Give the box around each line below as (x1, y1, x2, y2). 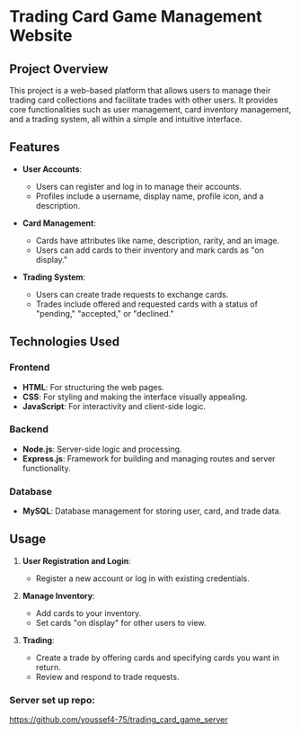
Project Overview (9, 61, 109, 76)
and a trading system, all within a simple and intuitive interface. (9, 114, 243, 124)
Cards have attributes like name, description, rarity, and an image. (35, 235, 280, 246)
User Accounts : (22, 164, 83, 175)
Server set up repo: (9, 694, 96, 706)
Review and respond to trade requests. (35, 671, 180, 682)
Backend (9, 423, 49, 435)
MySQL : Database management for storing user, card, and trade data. (22, 506, 282, 516)
